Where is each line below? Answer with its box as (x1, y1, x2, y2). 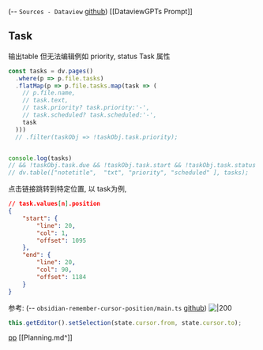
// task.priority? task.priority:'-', (22, 104, 150, 112)
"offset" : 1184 (36, 273, 87, 281)
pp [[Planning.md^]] (8, 333, 73, 342)
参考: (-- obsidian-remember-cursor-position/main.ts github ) (8, 303, 208, 312)
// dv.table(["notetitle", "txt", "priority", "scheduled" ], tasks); (8, 169, 249, 177)
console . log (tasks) (8, 154, 73, 162)
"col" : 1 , (36, 229, 69, 237)
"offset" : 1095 (36, 236, 87, 244)
